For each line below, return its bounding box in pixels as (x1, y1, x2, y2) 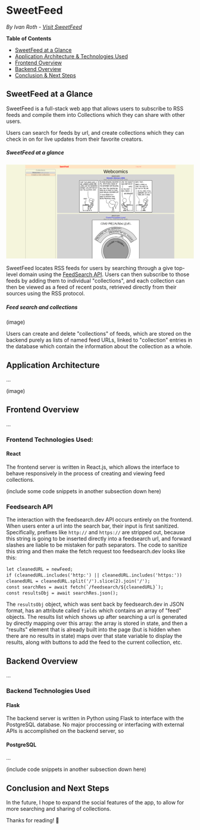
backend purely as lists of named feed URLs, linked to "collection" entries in (6, 336, 192, 343)
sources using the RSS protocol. (6, 290, 85, 297)
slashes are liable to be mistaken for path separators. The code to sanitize (6, 541, 187, 549)
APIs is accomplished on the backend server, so (6, 727, 124, 735)
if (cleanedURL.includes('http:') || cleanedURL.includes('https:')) (6, 572, 183, 578)
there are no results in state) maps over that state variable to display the (6, 633, 183, 640)
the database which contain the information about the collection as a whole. (6, 343, 192, 350)
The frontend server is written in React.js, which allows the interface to (6, 463, 180, 470)
